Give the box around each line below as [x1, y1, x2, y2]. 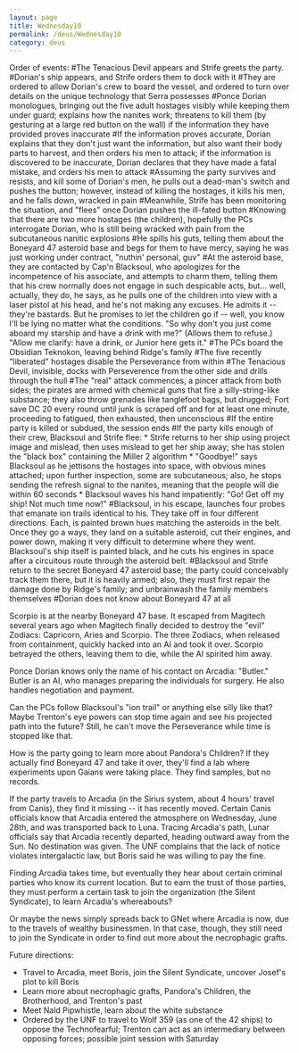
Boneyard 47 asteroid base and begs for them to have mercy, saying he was [9, 243, 289, 253]
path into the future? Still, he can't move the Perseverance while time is [9, 721, 271, 732]
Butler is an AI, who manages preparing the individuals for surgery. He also [9, 676, 285, 686]
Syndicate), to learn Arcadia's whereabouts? [9, 896, 173, 907]
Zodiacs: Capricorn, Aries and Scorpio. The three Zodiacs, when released [9, 630, 280, 641]
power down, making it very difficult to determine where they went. [9, 536, 256, 547]
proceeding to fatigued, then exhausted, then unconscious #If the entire [9, 413, 274, 424]
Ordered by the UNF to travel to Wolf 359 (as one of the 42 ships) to [21, 1015, 273, 1025]
